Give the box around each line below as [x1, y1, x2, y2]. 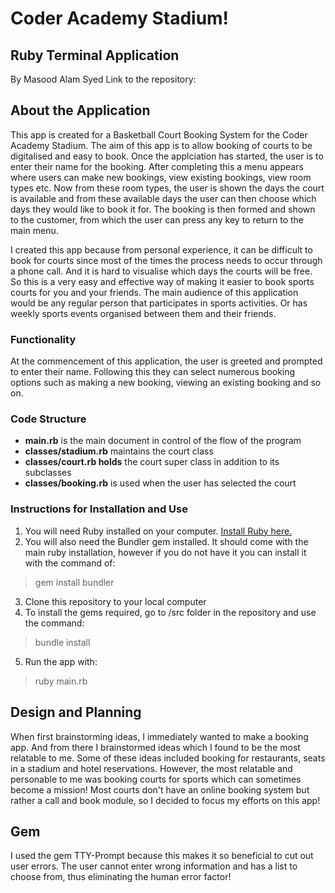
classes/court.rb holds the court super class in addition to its [24, 456, 280, 468]
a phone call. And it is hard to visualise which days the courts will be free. [10, 265, 313, 277]
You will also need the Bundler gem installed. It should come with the [24, 535, 309, 547]
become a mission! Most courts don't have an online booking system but [10, 783, 310, 796]
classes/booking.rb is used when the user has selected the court [24, 477, 297, 489]
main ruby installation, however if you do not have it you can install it [24, 546, 307, 558]
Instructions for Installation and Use [10, 502, 188, 516]
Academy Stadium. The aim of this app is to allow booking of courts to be [10, 139, 313, 151]
